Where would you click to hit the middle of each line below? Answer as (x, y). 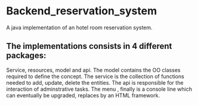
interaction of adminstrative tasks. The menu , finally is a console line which (99, 89)
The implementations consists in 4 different (89, 46)
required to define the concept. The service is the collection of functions (95, 76)
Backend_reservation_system (81, 11)
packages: (26, 56)
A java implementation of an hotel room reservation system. (80, 27)
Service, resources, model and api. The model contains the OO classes (93, 70)
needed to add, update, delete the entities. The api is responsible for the (95, 82)
